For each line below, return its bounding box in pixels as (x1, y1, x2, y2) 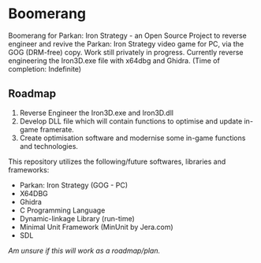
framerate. (39, 124, 75, 134)
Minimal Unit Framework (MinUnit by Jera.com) (19, 222, 173, 232)
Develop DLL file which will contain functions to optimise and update (19, 116, 243, 126)
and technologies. (19, 141, 79, 150)
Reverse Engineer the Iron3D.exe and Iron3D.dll (19, 108, 173, 117)
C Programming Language (19, 206, 106, 215)
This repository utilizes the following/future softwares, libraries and (8, 157, 226, 166)
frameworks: (8, 165, 50, 174)
